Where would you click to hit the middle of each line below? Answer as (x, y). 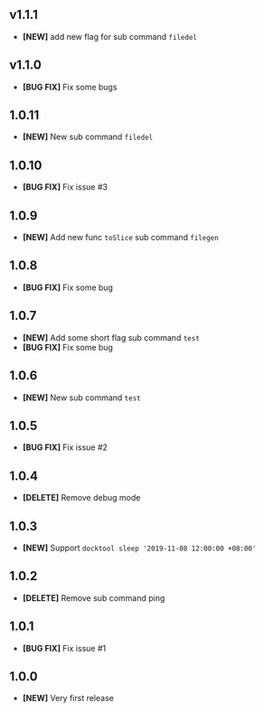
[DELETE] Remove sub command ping (94, 598)
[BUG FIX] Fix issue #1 (64, 648)
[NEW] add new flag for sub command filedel (109, 36)
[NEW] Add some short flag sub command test (111, 337)
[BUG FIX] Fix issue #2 (65, 447)
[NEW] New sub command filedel (88, 137)
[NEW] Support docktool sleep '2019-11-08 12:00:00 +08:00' (139, 548)
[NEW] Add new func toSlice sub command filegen (120, 238)
